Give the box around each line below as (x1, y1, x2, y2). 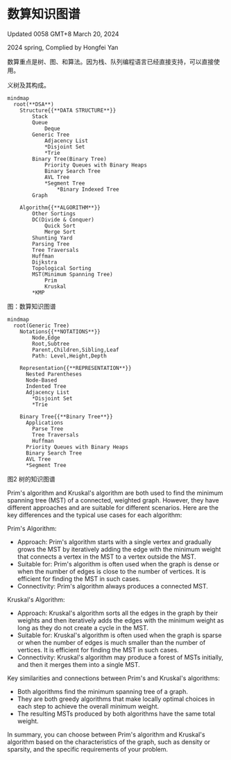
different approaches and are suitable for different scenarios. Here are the (7, 503, 219, 512)
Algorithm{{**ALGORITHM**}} (19, 204, 101, 211)
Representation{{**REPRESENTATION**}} (19, 364, 132, 371)
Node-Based (25, 376, 58, 384)
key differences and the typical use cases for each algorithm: (7, 511, 182, 519)
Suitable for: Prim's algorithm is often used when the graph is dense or (17, 559, 220, 568)
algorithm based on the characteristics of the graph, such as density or (7, 737, 210, 746)
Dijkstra (32, 258, 58, 266)
